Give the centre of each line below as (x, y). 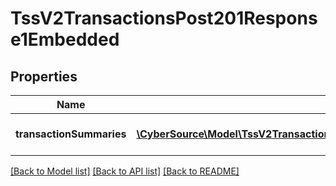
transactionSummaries (71, 134)
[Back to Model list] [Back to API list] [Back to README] (125, 171)
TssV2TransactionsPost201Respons (164, 18)
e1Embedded (65, 39)
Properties (44, 76)
